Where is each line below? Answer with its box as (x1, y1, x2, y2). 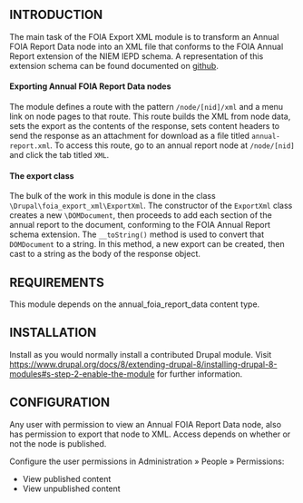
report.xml (9, 142, 51, 151)
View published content (22, 473, 112, 484)
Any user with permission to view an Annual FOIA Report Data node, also (9, 419, 282, 429)
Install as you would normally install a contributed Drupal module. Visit (9, 349, 272, 360)
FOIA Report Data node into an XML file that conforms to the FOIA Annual (9, 41, 284, 52)
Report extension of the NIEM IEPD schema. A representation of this (9, 50, 264, 62)
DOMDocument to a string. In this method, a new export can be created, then (9, 239, 285, 250)
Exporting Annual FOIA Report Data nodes (9, 81, 171, 92)
